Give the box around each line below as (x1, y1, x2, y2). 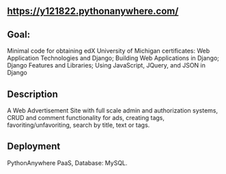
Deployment (7, 141, 61, 152)
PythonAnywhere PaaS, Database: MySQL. (7, 158, 128, 166)
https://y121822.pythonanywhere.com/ (7, 5, 179, 17)
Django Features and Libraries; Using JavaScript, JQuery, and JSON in (7, 61, 206, 70)
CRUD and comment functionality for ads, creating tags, (7, 114, 165, 122)
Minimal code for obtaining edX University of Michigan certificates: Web (7, 47, 210, 55)
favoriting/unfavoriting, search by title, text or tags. (7, 121, 150, 129)
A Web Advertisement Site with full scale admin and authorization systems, (7, 106, 218, 115)
